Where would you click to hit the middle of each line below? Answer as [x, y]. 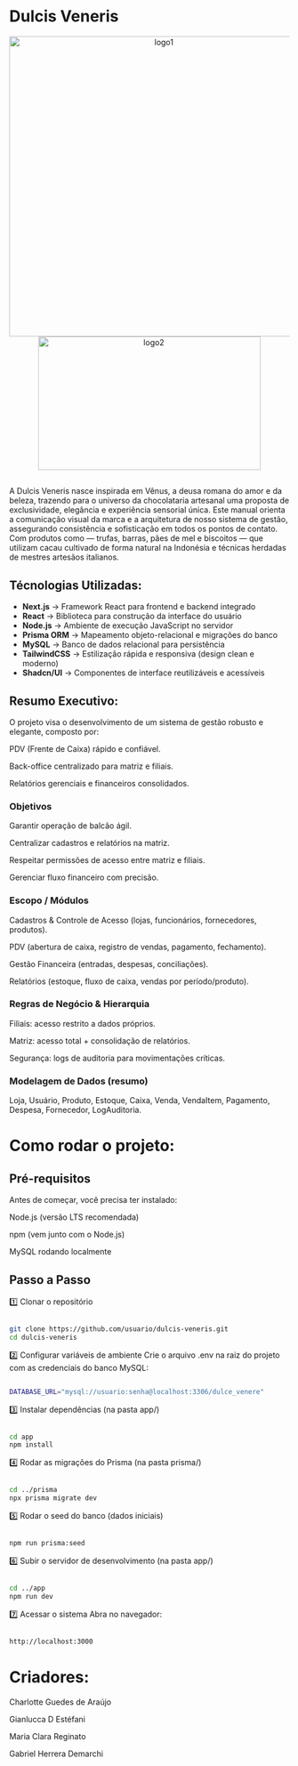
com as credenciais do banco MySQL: [79, 1367]
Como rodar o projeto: [92, 1146]
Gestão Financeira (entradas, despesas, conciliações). [109, 964]
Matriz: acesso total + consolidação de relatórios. [100, 1040]
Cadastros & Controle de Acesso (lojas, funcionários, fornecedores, [133, 920]
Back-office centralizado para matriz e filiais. [91, 766]
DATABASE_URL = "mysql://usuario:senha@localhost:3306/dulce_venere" [137, 1391]
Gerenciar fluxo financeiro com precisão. [84, 877]
